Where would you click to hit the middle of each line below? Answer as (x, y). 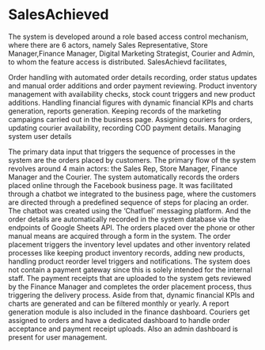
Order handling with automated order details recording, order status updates (132, 77)
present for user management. (58, 337)
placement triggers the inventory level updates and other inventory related (129, 244)
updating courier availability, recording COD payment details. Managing (125, 128)
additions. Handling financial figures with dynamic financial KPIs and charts (131, 102)
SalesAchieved (59, 15)
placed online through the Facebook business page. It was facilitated (121, 185)
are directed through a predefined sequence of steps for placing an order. (129, 202)
